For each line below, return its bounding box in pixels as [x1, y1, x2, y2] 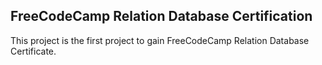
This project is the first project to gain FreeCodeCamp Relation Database [10, 34, 310, 46]
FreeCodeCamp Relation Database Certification [10, 8, 313, 25]
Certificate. [10, 45, 57, 57]
